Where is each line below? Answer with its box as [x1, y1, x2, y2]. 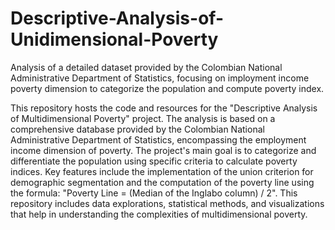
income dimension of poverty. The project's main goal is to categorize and [10, 144, 317, 156]
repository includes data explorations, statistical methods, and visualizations [10, 197, 325, 209]
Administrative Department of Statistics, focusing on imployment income [10, 72, 310, 84]
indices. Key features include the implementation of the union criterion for [10, 165, 314, 177]
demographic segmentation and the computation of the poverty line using [10, 176, 315, 188]
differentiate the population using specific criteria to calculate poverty [10, 155, 298, 167]
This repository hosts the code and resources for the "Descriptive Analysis [10, 102, 318, 114]
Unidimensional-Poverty [10, 28, 219, 51]
